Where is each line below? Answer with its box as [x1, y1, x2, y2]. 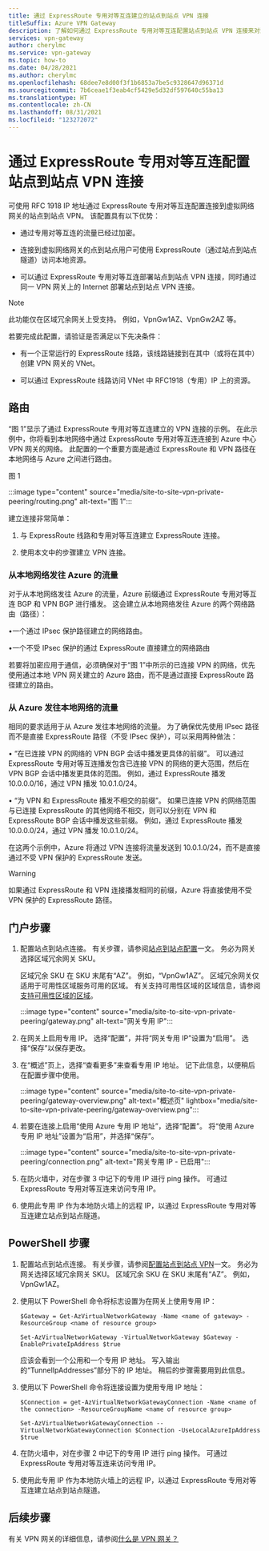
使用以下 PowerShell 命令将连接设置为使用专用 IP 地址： [19, 1382, 206, 1392]
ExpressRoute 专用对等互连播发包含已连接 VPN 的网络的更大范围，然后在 [8, 759, 250, 768]
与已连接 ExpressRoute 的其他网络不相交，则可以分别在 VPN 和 [8, 806, 217, 816]
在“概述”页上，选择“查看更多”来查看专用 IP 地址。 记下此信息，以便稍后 [19, 1060, 255, 1070]
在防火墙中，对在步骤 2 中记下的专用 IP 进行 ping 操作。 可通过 [19, 1448, 228, 1457]
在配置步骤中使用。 [19, 1070, 84, 1080]
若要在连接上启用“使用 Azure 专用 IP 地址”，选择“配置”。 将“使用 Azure [19, 1121, 255, 1131]
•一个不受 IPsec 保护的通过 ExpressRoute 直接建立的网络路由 [8, 643, 211, 652]
